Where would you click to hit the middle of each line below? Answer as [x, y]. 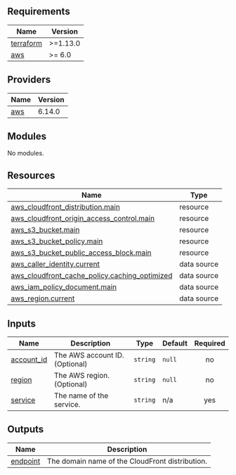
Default [175, 343]
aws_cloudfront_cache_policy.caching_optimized [92, 276]
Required [210, 343]
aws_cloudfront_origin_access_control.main [83, 219]
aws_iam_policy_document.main [64, 287]
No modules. [26, 153]
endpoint [26, 461]
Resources [31, 175]
